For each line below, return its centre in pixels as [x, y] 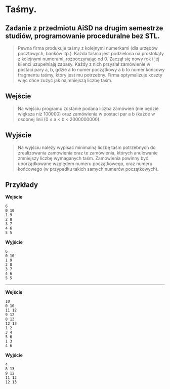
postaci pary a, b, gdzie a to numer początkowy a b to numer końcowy [91, 70]
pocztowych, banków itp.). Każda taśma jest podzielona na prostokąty [91, 53]
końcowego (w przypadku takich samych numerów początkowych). [88, 169]
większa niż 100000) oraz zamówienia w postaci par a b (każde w [86, 114]
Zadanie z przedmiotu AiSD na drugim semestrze [84, 28]
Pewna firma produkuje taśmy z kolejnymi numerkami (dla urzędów [88, 48]
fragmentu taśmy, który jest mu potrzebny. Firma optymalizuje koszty [90, 75]
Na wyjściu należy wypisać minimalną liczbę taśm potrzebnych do [87, 147]
